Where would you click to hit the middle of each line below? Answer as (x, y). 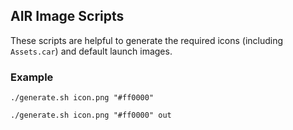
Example (32, 77)
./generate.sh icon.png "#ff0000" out (91, 115)
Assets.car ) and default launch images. (91, 51)
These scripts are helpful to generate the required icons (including (147, 40)
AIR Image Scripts (67, 16)
